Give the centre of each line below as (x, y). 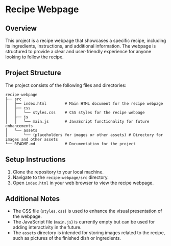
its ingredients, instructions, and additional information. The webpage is (81, 46)
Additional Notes (33, 199)
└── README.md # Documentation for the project (71, 144)
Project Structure (33, 73)
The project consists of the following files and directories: (66, 85)
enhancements (19, 126)
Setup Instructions (35, 160)
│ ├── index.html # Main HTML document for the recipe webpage (84, 103)
